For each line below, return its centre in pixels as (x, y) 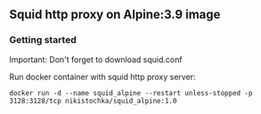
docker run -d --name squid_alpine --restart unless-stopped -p (131, 93)
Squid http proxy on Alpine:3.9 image (115, 15)
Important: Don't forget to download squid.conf (96, 59)
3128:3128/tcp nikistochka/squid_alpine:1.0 (93, 101)
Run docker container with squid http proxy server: (102, 77)
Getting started (43, 40)
